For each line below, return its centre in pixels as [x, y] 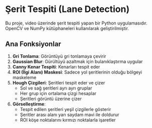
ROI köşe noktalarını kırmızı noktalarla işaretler [68, 120]
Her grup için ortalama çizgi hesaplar [58, 93]
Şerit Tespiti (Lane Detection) [67, 9]
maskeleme [24, 77]
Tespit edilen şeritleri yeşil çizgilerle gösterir [65, 109]
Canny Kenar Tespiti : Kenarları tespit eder [56, 66]
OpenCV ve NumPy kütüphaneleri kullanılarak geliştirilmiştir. [67, 28]
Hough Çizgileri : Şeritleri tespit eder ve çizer [59, 82]
